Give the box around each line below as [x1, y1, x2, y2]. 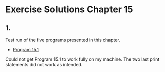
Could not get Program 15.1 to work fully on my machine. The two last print [5, 56, 160, 62]
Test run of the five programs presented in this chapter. [5, 37, 120, 43]
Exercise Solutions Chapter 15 [5, 4, 133, 15]
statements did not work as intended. [5, 62, 83, 67]
